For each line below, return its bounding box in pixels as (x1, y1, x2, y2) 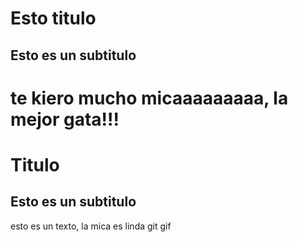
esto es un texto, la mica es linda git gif (10, 220, 172, 232)
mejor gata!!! (10, 108, 120, 131)
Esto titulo (10, 7, 97, 30)
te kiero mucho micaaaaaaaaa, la (10, 87, 289, 109)
